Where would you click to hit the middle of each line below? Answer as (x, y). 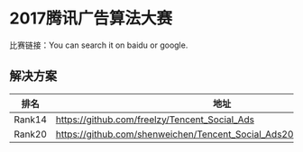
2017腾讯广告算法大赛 (91, 18)
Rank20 (31, 134)
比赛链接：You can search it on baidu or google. (99, 45)
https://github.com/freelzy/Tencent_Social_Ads (155, 120)
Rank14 (31, 120)
